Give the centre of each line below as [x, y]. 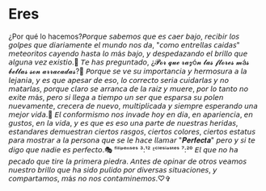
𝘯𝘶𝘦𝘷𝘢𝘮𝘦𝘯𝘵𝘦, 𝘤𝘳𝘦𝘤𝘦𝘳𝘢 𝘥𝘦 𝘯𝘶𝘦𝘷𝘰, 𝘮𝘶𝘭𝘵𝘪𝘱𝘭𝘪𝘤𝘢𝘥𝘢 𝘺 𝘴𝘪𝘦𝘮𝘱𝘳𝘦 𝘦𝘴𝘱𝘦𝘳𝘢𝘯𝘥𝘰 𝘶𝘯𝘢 [133, 106]
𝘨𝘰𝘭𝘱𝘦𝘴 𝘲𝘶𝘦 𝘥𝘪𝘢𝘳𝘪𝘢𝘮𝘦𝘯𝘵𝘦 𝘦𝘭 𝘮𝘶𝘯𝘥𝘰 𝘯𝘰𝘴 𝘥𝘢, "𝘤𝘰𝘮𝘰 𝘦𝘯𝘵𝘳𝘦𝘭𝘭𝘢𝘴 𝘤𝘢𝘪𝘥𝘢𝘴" [124, 44]
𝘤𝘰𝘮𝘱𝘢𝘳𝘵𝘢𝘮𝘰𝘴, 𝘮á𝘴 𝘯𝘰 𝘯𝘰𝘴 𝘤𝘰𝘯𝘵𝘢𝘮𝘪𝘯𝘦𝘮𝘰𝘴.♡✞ [90, 178]
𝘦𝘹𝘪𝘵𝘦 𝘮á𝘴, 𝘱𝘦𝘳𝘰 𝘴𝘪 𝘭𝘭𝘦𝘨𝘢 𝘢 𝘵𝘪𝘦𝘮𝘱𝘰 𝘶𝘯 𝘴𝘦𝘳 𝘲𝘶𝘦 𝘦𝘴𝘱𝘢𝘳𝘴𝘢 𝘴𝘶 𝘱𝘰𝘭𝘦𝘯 [116, 97]
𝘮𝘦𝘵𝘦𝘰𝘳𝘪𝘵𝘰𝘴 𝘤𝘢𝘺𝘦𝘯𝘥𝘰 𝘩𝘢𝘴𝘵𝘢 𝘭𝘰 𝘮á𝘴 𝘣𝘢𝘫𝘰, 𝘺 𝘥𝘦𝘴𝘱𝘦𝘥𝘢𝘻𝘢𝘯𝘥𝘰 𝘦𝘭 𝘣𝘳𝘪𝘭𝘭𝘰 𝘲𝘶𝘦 [128, 53]
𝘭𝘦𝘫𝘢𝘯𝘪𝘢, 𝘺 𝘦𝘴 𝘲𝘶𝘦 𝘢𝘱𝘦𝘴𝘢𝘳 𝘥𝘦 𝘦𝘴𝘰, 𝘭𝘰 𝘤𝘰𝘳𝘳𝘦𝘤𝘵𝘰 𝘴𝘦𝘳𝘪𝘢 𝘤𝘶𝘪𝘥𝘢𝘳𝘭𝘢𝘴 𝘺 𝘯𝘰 [118, 80]
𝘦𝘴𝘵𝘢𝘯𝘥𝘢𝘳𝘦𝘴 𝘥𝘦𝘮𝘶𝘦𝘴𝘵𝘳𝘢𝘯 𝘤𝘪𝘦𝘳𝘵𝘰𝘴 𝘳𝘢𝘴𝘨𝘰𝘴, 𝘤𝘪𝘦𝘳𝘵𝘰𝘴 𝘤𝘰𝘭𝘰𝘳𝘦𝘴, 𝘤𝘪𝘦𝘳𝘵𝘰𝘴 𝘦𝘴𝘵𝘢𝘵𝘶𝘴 [132, 131]
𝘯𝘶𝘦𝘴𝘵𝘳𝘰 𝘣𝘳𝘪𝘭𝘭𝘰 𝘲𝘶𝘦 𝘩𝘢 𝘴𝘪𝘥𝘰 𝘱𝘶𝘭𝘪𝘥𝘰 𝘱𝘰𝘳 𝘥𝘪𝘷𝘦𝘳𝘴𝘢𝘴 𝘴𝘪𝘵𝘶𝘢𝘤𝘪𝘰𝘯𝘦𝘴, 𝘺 [113, 169]
